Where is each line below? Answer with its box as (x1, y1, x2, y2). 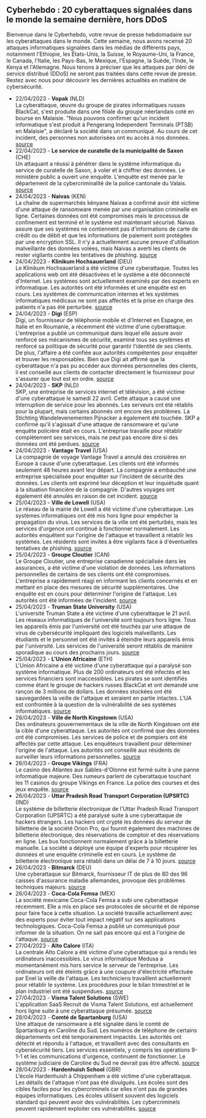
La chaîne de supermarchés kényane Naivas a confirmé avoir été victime (15, 199, 199, 206)
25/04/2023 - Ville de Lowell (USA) (15, 499, 106, 506)
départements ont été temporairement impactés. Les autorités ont (15, 1033, 182, 1040)
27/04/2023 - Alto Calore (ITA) (15, 941, 94, 949)
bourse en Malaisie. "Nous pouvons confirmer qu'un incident (15, 114, 170, 121)
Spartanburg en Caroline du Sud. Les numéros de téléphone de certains (15, 1027, 197, 1034)
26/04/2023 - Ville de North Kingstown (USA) (15, 714, 134, 721)
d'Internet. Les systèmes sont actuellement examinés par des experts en (15, 277, 199, 285)
